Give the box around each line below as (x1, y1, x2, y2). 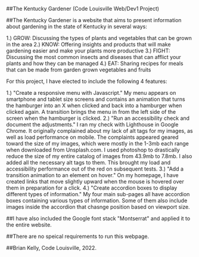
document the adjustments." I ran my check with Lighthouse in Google (6, 121, 179, 128)
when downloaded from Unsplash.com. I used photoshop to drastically (6, 146, 180, 153)
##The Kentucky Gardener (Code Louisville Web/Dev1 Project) (6, 5, 160, 12)
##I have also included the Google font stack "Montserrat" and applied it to (6, 215, 191, 222)
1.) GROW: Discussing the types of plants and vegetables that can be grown (6, 35, 192, 41)
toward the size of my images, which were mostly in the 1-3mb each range (6, 140, 189, 147)
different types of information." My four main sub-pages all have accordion (6, 191, 190, 197)
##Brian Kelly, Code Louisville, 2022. (6, 244, 97, 251)
